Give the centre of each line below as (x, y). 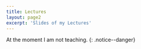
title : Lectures (26, 12)
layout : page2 (24, 17)
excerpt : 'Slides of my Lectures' (49, 23)
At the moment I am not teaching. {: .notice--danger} (71, 40)
